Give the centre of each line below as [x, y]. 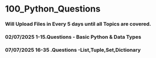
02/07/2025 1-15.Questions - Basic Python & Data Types [73, 37]
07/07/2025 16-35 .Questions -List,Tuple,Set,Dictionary [73, 50]
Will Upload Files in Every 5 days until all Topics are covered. [78, 24]
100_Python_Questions [53, 9]
